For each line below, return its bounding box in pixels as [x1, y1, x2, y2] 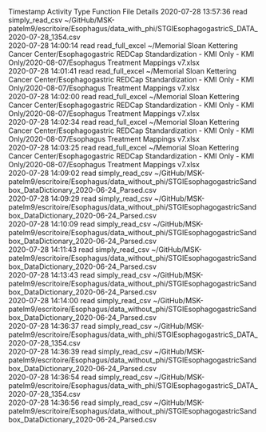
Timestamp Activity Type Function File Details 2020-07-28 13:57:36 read [8, 7, 248, 16]
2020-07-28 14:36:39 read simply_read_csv [8, 347, 153, 356]
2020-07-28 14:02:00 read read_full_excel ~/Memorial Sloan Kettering [8, 92, 240, 101]
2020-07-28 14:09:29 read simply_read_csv [8, 194, 153, 203]
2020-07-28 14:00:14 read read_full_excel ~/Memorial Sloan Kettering [8, 41, 238, 50]
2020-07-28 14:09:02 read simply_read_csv [8, 168, 153, 178]
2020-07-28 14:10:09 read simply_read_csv [8, 219, 152, 229]
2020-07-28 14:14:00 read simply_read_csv [8, 296, 152, 305]
